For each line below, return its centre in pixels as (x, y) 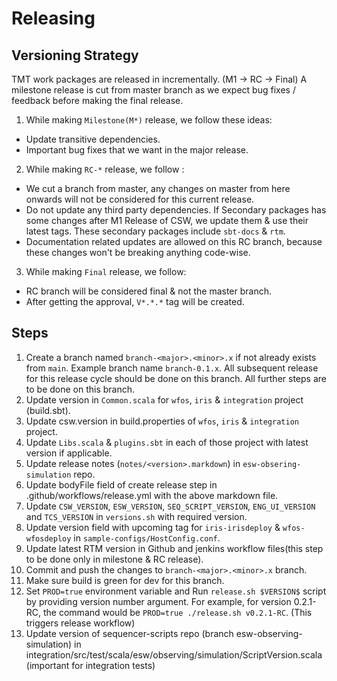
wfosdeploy (48, 538)
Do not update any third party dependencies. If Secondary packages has (176, 210)
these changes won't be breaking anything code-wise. (138, 252)
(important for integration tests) (90, 665)
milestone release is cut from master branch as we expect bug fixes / (153, 90)
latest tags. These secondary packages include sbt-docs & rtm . (155, 231)
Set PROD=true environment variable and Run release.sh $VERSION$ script (176, 591)
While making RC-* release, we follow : (105, 169)
